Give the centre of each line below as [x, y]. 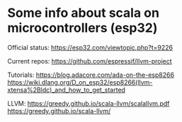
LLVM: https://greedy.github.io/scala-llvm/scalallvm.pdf [89, 103]
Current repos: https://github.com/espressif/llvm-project [90, 61]
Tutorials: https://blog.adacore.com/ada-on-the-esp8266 [91, 75]
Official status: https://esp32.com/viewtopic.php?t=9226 [90, 47]
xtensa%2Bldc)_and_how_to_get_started [67, 90]
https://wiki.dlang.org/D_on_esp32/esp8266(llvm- [80, 82]
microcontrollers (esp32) [83, 28]
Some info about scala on [83, 13]
